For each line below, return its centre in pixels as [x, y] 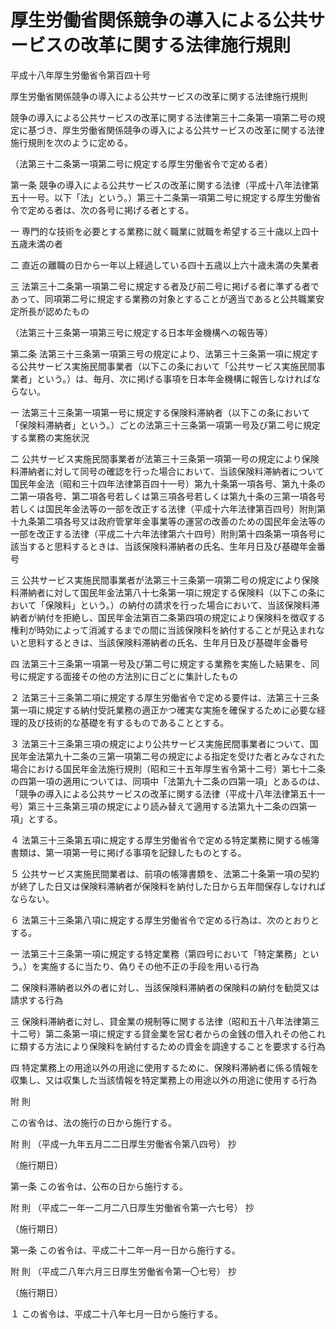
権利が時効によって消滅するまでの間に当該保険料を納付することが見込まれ [163, 630]
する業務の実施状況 [50, 437]
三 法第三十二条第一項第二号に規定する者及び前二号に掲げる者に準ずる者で [165, 286]
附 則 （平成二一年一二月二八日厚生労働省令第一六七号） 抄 [132, 1207]
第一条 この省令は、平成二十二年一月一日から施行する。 [125, 1250]
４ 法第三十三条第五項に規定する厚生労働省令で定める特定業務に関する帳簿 [165, 840]
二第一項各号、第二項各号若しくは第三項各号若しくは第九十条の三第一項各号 [168, 496]
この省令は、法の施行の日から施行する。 [93, 1122]
